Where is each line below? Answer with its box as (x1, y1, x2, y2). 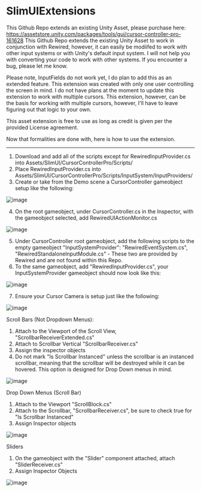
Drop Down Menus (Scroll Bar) (6, 389, 82, 396)
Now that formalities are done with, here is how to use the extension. (6, 135, 176, 142)
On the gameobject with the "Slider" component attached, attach (14, 454, 175, 461)
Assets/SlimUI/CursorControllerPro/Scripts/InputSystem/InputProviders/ (14, 172, 193, 179)
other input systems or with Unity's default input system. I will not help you (6, 49, 190, 56)
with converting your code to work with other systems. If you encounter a (6, 56, 187, 63)
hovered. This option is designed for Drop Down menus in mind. (14, 365, 172, 373)
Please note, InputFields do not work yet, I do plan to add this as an (6, 74, 172, 81)
